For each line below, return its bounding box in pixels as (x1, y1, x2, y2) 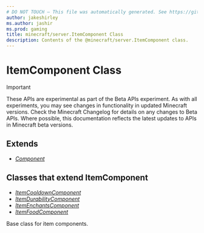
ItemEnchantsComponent (15, 201, 80, 209)
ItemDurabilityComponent (15, 195, 80, 203)
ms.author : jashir (6, 20, 53, 26)
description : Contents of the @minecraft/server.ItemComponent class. (6, 37, 189, 43)
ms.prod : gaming (6, 26, 47, 32)
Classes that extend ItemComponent (6, 173, 149, 183)
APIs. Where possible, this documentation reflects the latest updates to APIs (6, 114, 197, 122)
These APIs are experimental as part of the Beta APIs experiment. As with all (6, 95, 197, 102)
